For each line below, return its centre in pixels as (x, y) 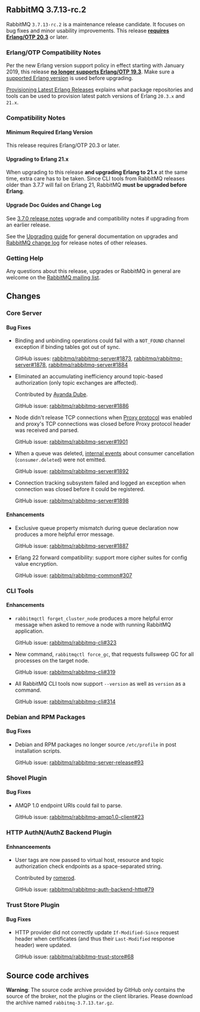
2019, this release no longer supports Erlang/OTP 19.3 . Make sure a (90, 72)
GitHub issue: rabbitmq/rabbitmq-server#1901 (71, 442)
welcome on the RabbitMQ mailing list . (53, 277)
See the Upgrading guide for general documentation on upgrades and (92, 236)
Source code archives (48, 975)
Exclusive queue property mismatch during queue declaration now (97, 528)
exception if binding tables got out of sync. (67, 347)
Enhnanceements (29, 847)
